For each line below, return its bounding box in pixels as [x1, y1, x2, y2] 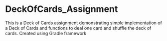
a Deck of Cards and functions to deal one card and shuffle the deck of [5, 25, 152, 31]
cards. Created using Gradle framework [5, 30, 87, 36]
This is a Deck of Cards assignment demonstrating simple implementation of [5, 20, 162, 26]
